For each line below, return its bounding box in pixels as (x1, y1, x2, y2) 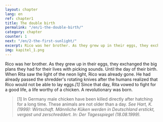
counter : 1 (5, 34, 27, 39)
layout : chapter (5, 7, 38, 12)
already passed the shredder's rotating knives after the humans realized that (5, 76, 158, 82)
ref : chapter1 (5, 16, 34, 21)
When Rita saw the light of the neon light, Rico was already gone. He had (5, 71, 151, 77)
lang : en (5, 12, 23, 16)
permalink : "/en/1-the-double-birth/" (5, 25, 83, 30)
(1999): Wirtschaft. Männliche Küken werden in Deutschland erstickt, (16, 106, 155, 112)
